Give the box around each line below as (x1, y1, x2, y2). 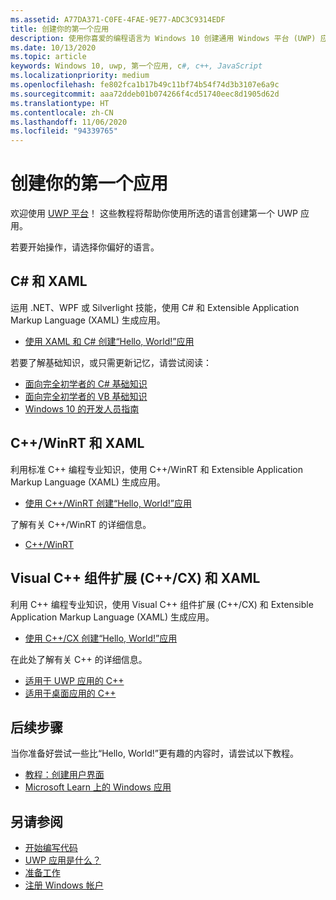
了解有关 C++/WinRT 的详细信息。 (10, 518, 152, 530)
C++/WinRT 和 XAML (10, 435, 145, 452)
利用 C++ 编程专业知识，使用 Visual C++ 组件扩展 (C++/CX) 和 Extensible (10, 598, 314, 610)
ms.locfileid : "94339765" (10, 126, 118, 136)
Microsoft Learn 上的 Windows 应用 (24, 781, 172, 793)
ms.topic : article (10, 52, 87, 62)
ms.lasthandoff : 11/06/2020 (10, 117, 128, 127)
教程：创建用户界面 (24, 769, 105, 781)
